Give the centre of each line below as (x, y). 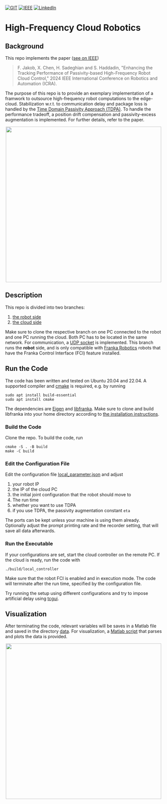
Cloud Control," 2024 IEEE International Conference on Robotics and (87, 78)
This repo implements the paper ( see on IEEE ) (52, 58)
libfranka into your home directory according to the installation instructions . (82, 414)
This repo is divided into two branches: (45, 307)
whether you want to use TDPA (44, 505)
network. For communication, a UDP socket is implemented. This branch (79, 342)
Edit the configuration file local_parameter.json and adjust (64, 474)
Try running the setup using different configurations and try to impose (77, 593)
